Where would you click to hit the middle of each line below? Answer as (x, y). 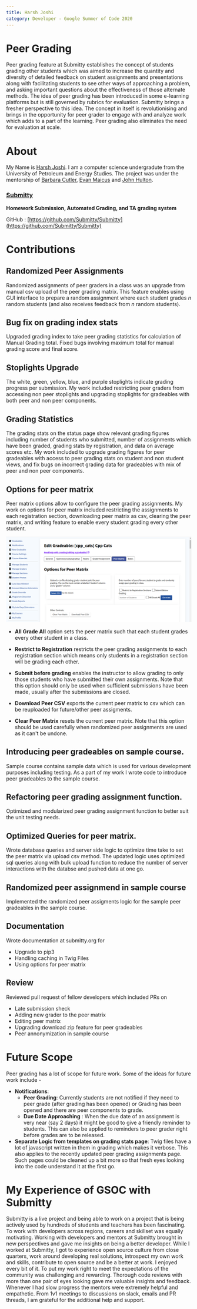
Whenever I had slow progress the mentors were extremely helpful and (92, 1288)
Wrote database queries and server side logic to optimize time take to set (95, 850)
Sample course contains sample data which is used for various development (98, 766)
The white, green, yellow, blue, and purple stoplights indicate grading (90, 382)
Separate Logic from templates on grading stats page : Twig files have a (103, 1141)
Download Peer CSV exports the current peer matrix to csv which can (100, 703)
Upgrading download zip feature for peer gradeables (79, 1027)
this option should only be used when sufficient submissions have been (101, 685)
